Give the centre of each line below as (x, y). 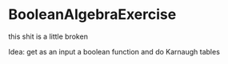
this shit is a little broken (48, 36)
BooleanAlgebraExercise (92, 15)
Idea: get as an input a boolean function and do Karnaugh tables (114, 51)
